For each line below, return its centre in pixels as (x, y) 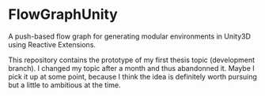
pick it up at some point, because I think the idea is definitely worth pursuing (132, 76)
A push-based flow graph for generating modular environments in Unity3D (130, 36)
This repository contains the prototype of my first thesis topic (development (132, 60)
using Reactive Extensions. (52, 44)
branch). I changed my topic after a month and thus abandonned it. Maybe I (131, 68)
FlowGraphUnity (63, 15)
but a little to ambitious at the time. (64, 85)
